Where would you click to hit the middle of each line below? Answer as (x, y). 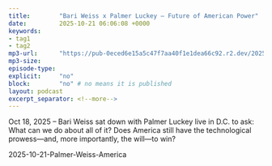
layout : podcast (36, 91)
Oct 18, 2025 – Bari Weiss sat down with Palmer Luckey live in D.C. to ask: (132, 121)
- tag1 (19, 38)
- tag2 (19, 46)
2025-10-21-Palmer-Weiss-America (68, 155)
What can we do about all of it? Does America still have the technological (130, 130)
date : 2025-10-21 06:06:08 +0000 (79, 23)
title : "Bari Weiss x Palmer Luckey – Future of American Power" (134, 16)
